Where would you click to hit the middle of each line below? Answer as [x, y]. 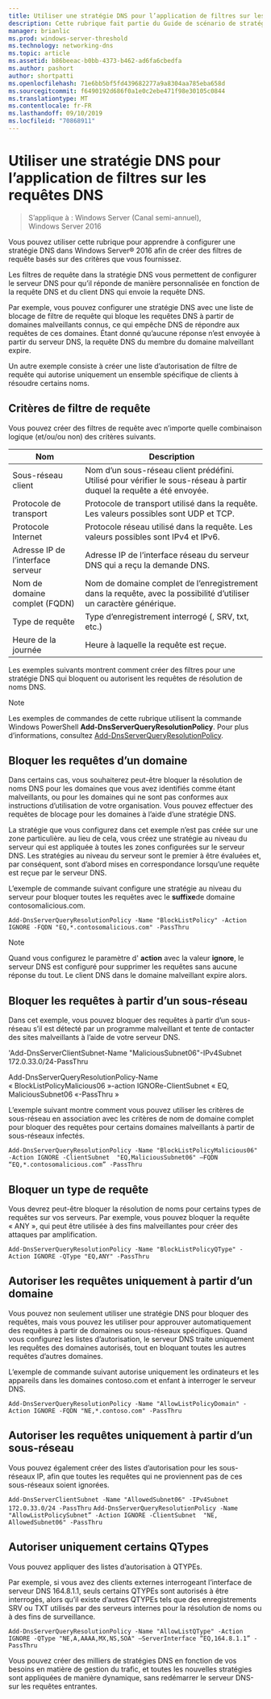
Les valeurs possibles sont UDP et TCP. [160, 514]
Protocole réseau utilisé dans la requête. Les [169, 526]
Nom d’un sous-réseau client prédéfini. [159, 470]
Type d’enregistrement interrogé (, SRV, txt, [167, 616]
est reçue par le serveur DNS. [58, 873]
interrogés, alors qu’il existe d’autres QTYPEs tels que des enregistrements [132, 1599]
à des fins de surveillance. [52, 1617]
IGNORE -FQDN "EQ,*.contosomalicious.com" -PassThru [99, 928]
